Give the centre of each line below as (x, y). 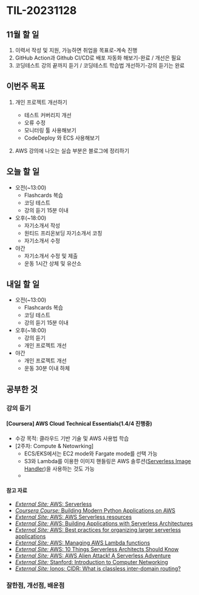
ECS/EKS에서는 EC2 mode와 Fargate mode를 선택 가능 (91, 454)
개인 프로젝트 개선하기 (41, 102)
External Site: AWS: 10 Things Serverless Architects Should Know (97, 549)
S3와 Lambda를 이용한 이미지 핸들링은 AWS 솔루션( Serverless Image (107, 461)
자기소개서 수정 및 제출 (51, 256)
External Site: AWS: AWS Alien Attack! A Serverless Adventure (93, 556)
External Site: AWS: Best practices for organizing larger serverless (98, 530)
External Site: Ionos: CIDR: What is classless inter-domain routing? (98, 569)
